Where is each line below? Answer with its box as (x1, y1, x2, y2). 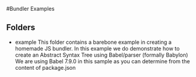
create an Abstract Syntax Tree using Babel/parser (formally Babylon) (14, 51, 188, 58)
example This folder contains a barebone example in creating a (14, 38, 172, 46)
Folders (6, 22, 36, 32)
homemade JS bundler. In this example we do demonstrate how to (14, 45, 180, 52)
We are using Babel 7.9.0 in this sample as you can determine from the (14, 57, 190, 65)
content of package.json (14, 64, 76, 71)
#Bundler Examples (6, 5, 55, 12)
